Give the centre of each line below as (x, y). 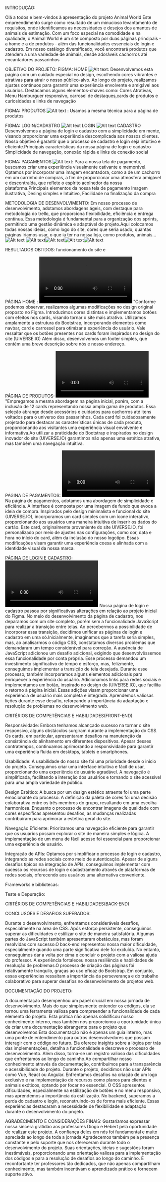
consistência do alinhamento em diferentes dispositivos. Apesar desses (78, 741)
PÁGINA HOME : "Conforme (81, 302)
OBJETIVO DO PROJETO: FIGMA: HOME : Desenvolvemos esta (79, 69)
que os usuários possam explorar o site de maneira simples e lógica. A (77, 833)
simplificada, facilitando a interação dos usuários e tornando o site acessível (83, 777)
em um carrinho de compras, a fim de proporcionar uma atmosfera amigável (83, 177)
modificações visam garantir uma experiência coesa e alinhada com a (76, 543)
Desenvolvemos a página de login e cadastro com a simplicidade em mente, (83, 131)
